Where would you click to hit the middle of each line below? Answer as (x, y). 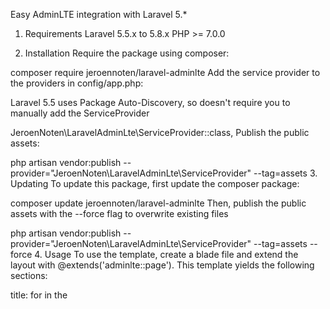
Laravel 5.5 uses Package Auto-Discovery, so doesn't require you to (150, 102)
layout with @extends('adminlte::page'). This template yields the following (162, 265)
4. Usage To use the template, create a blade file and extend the (166, 254)
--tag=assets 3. (285, 173)
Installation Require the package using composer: (127, 53)
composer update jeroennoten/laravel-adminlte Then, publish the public (158, 203)
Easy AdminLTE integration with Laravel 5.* (99, 14)
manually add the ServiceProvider (80, 113)
